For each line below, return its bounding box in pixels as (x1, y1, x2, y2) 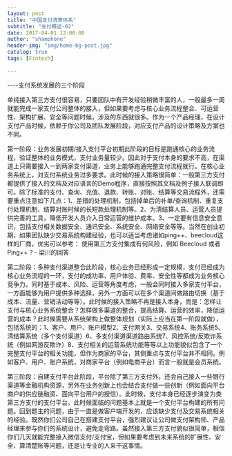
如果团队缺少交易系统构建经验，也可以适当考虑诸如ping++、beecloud (19, 230, 217, 239)
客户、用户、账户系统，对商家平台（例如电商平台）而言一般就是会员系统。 (12, 357, 225, 366)
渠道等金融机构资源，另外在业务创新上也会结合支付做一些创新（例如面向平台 (7, 381, 225, 389)
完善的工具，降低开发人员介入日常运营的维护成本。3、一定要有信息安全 (12, 213, 217, 221)
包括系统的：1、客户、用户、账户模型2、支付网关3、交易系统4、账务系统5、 (7, 323, 224, 331)
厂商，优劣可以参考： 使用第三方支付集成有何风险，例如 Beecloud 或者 (19, 239, 221, 248)
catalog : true (7, 49, 48, 56)
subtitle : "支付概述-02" (7, 23, 75, 30)
